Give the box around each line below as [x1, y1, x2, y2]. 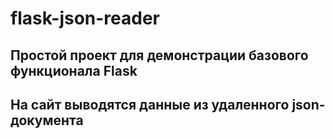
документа [10, 112, 84, 129]
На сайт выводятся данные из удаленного [10, 96, 290, 113]
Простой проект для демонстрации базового [10, 47, 309, 64]
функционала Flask [10, 62, 138, 79]
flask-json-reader [10, 7, 161, 30]
